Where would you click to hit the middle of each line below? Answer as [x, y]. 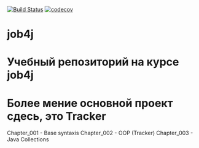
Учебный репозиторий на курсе [93, 62]
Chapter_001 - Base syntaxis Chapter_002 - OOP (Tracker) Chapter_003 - [100, 133]
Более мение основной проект [90, 103]
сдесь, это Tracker [57, 116]
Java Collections [28, 139]
